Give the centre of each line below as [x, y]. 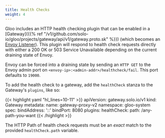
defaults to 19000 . [23, 75]
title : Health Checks [27, 10]
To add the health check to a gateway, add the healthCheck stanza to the [79, 84]
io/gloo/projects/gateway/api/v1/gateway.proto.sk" [57, 39]
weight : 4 [15, 14]
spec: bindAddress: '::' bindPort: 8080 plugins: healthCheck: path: [73, 110]
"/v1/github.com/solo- [66, 34]
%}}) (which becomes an [135, 39]
